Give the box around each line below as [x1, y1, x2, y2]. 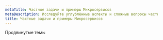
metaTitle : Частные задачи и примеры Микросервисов [5, 7, 112, 12]
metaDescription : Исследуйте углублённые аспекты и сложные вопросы [5, 12, 147, 17]
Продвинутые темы [5, 30, 46, 36]
